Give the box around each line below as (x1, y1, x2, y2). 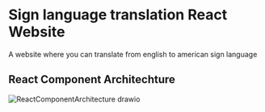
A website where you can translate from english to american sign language (8, 49, 258, 59)
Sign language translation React (8, 6, 228, 24)
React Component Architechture (8, 73, 176, 86)
